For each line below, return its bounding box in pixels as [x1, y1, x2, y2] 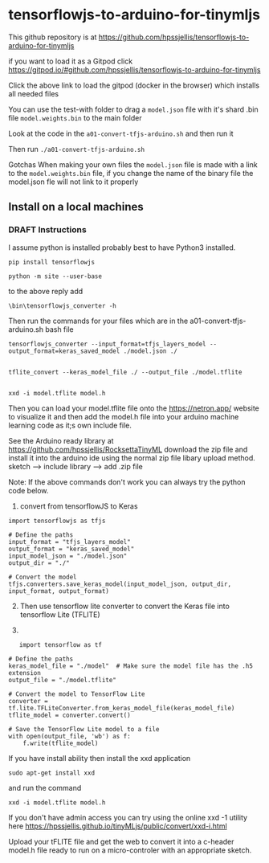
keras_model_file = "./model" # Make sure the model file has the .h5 [8, 661, 253, 670]
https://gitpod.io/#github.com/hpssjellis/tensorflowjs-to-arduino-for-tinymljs [8, 64, 261, 74]
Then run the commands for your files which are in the [8, 316, 189, 325]
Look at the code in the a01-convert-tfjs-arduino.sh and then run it [8, 129, 234, 138]
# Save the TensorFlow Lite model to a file [8, 725, 160, 733]
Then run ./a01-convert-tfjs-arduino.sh [8, 144, 145, 153]
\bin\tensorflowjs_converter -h [8, 301, 116, 310]
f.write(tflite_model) [22, 739, 99, 747]
